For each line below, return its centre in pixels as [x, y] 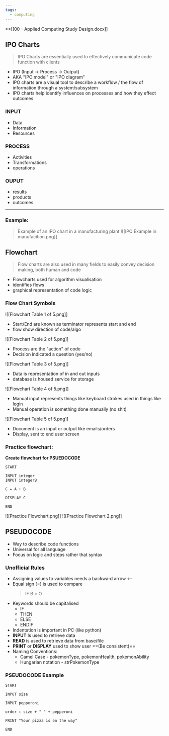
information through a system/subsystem [55, 88]
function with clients [38, 62]
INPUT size [17, 694]
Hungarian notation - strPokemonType [60, 662]
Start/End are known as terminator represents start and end [74, 324]
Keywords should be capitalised [46, 603]
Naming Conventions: [35, 652]
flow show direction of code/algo [47, 329]
